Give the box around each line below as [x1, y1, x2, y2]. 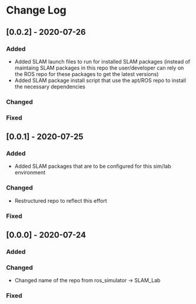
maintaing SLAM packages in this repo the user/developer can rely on [14, 64, 184, 71]
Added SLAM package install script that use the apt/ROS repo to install [14, 77, 187, 84]
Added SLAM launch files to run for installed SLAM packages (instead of [14, 58, 190, 65]
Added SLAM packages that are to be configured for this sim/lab [14, 163, 171, 170]
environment [14, 169, 46, 176]
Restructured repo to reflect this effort [14, 197, 107, 204]
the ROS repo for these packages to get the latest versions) [14, 70, 159, 77]
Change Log [6, 4, 67, 17]
